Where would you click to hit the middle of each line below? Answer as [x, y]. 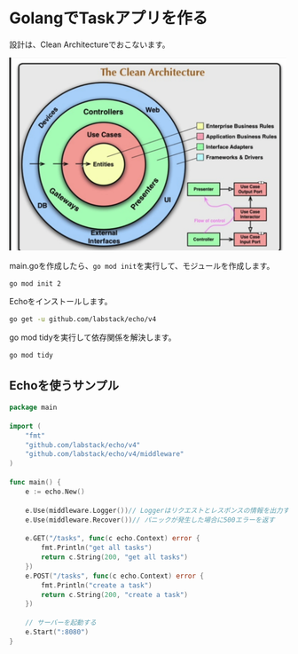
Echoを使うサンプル [64, 386]
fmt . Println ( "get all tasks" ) [97, 548]
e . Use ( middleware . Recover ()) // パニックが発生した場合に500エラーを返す [150, 520]
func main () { [35, 483]
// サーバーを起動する [61, 623]
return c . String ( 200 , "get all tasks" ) [115, 557]
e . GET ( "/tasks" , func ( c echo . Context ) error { [113, 539]
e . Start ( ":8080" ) [57, 632]
